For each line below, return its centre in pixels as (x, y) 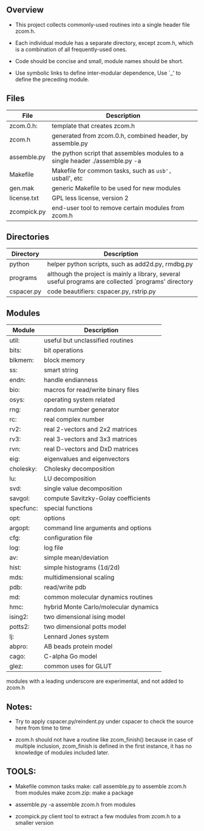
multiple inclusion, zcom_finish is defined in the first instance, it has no (104, 746)
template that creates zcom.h (93, 126)
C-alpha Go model (70, 657)
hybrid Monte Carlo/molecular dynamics (101, 607)
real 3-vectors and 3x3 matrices (90, 439)
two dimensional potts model (85, 627)
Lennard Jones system (76, 637)
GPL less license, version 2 (90, 198)
